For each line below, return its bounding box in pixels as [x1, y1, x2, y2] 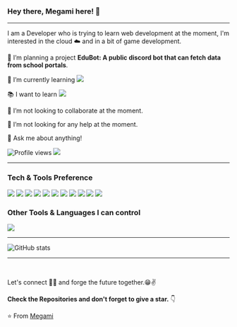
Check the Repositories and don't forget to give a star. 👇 [7, 294, 176, 303]
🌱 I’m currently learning [7, 76, 75, 84]
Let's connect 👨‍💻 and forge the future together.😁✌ [7, 277, 157, 286]
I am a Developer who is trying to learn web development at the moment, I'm [7, 29, 230, 38]
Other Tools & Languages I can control [7, 207, 141, 217]
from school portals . [7, 61, 68, 69]
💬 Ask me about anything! [7, 134, 83, 142]
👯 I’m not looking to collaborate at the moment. [7, 106, 143, 115]
